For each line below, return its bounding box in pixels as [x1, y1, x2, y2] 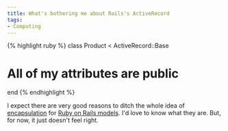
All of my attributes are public [7, 66, 179, 81]
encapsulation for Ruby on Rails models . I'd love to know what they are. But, [7, 109, 221, 117]
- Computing [7, 23, 41, 29]
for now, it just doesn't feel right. [7, 116, 99, 124]
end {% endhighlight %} [7, 88, 75, 97]
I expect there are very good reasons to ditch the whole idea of [7, 102, 185, 110]
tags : [7, 16, 23, 23]
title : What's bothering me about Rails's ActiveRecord [7, 10, 170, 17]
